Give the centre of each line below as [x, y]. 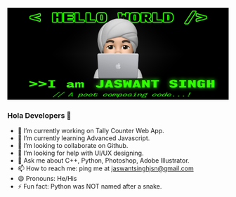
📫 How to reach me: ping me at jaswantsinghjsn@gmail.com [106, 168]
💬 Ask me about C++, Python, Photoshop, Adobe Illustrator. [103, 161]
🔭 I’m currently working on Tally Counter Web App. [91, 131]
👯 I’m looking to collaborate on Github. [73, 146]
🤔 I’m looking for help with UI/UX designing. [80, 153]
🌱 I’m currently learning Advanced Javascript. [84, 138]
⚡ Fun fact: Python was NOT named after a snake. [90, 186]
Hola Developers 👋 [39, 115]
